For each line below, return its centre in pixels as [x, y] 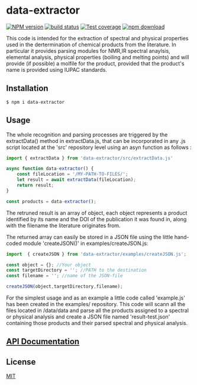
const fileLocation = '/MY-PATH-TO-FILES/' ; [72, 174]
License [21, 362]
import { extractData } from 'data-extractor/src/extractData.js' [90, 158]
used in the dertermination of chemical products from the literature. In [91, 44]
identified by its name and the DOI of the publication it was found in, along [96, 219]
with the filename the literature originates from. [63, 225]
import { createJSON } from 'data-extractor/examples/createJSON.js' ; [96, 254]
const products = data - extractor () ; [51, 201]
